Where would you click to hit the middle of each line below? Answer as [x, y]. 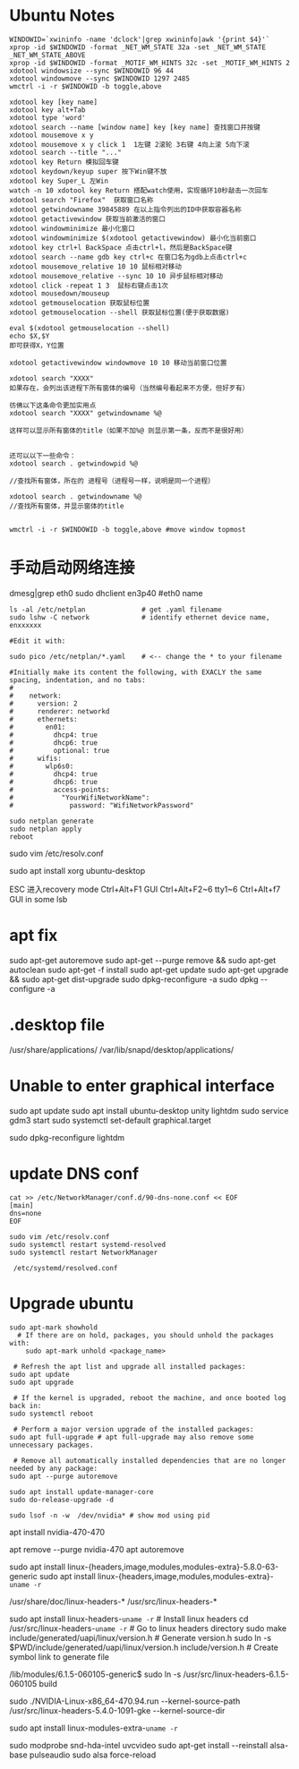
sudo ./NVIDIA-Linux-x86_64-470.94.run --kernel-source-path [125, 1701]
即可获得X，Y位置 [37, 346]
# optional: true [60, 750]
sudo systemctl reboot [51, 1414]
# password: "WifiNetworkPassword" [102, 805]
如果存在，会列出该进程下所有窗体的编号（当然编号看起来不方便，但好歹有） [129, 388]
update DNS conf [74, 1173]
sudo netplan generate [51, 821]
